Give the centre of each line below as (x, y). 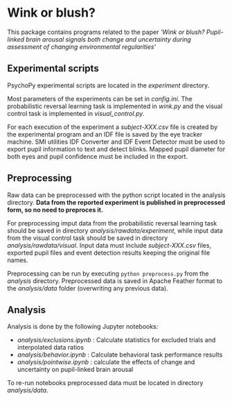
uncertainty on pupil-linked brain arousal (75, 370)
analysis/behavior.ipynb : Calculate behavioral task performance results (120, 355)
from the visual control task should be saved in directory (88, 238)
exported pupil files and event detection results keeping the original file (109, 253)
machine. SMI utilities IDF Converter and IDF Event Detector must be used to (116, 142)
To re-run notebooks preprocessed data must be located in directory (105, 383)
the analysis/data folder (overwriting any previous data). (88, 288)
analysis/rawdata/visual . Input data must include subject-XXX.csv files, (109, 245)
